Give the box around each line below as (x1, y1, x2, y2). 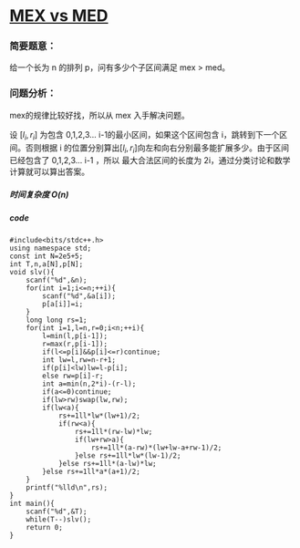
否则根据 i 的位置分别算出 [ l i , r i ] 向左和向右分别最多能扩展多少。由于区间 (25, 142, 290, 155)
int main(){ (9, 499, 55, 508)
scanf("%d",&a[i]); (42, 291, 117, 301)
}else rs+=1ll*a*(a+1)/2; (42, 467, 141, 476)
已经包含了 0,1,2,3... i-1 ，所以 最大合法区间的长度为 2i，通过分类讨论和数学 (9, 155, 291, 166)
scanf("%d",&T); (26, 507, 88, 516)
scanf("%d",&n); (26, 275, 88, 284)
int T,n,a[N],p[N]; (9, 259, 84, 269)
